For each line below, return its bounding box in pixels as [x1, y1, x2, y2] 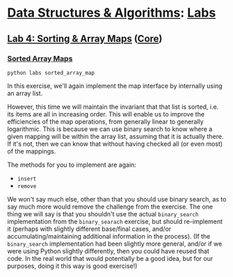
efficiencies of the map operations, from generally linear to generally [7, 117, 204, 126]
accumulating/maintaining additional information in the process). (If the [7, 232, 211, 240]
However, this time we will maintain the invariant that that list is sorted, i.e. [7, 103, 219, 111]
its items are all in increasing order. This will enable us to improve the [7, 110, 205, 118]
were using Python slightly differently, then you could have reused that [7, 246, 210, 255]
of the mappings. [7, 147, 56, 155]
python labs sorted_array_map [7, 69, 95, 76]
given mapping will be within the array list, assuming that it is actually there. [7, 132, 224, 140]
